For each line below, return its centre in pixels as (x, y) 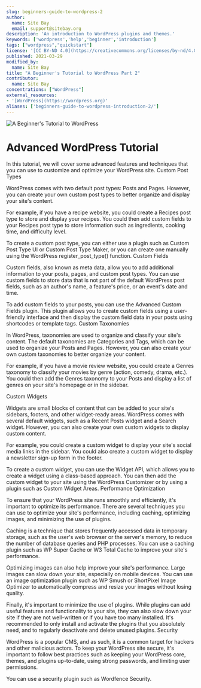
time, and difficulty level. (36, 232)
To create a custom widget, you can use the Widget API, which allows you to (100, 470)
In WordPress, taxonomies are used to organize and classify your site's (94, 335)
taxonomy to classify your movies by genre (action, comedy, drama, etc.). (97, 372)
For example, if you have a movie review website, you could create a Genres (100, 366)
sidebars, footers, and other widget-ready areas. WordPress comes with (95, 415)
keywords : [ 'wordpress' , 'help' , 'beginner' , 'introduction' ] (81, 39)
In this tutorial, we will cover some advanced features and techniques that (97, 164)
